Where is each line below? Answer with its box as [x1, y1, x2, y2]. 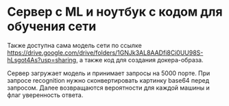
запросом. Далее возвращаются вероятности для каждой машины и [7, 83, 210, 92]
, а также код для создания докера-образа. [75, 55, 204, 64]
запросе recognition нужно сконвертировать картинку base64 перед [7, 76, 210, 84]
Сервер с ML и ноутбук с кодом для [7, 4, 223, 20]
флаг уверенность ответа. [7, 90, 84, 99]
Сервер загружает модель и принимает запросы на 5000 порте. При [7, 69, 210, 77]
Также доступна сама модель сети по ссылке [7, 41, 142, 49]
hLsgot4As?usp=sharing [7, 55, 77, 64]
